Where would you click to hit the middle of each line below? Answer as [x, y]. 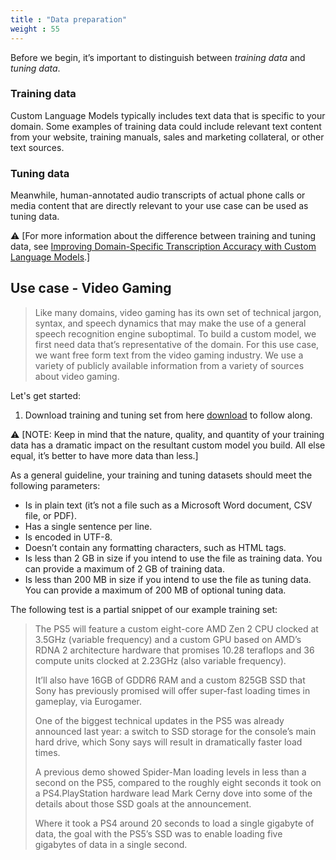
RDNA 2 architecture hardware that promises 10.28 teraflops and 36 [174, 650]
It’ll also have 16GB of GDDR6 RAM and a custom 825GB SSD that [170, 680]
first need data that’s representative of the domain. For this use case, [177, 344]
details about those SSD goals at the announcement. [143, 803]
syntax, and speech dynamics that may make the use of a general [170, 323]
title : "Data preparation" [69, 19]
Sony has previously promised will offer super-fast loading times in [172, 690]
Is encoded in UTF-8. [68, 537]
